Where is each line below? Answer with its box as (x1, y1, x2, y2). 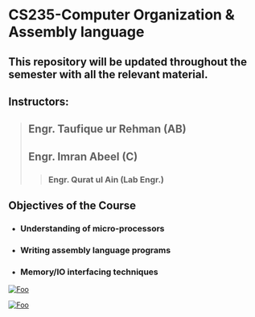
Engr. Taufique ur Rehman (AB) (27, 123, 187, 136)
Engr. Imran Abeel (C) (27, 149, 138, 163)
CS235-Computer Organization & (8, 6, 235, 24)
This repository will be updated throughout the (8, 55, 248, 69)
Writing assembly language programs (19, 244, 171, 256)
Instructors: (8, 94, 70, 108)
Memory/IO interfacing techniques (19, 266, 158, 277)
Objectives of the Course (8, 199, 137, 213)
